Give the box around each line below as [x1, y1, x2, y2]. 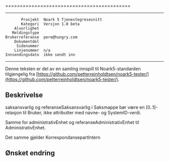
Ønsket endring [5, 149, 55, 157]
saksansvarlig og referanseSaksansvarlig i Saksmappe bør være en [5, 104, 145, 110]
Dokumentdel [14, 39, 39, 44]
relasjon [5, 109, 22, 115]
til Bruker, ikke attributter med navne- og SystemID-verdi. [22, 109, 142, 115]
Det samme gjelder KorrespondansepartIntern [5, 134, 101, 140]
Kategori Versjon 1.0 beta [21, 22, 80, 27]
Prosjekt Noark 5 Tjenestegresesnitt [21, 17, 102, 22]
